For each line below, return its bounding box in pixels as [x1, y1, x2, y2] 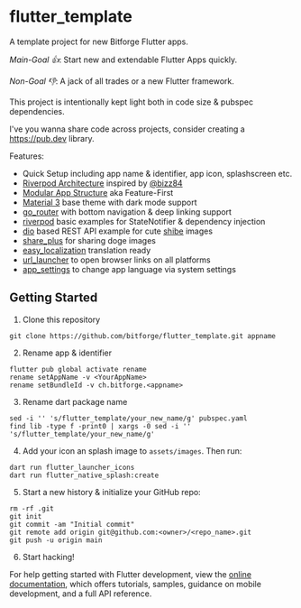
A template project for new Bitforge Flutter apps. [9, 36, 189, 47]
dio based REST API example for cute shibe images [22, 226, 214, 236]
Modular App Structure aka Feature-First [22, 187, 174, 198]
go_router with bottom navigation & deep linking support [22, 206, 233, 217]
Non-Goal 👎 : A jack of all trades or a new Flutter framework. [9, 75, 234, 87]
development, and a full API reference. [9, 588, 152, 599]
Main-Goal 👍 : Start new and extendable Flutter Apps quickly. [9, 54, 238, 65]
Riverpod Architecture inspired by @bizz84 [22, 178, 183, 189]
